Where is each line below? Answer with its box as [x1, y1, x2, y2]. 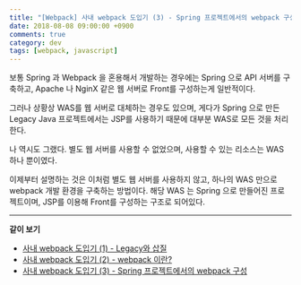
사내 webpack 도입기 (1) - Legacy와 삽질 [21, 243, 168, 254]
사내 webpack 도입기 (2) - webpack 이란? [21, 255, 173, 265]
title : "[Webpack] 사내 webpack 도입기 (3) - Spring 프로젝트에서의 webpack [9, 13, 280, 22]
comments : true [9, 30, 66, 39]
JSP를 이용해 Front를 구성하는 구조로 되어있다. [42, 196, 206, 207]
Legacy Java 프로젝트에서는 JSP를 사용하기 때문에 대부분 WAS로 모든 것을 [9, 114, 272, 125]
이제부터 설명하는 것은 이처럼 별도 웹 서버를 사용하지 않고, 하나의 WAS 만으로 [9, 174, 278, 185]
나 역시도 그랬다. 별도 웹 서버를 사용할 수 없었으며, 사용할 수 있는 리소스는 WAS [9, 144, 285, 155]
